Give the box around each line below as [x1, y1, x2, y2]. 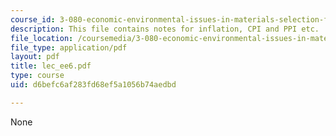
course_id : [10, 14, 56, 25]
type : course [10, 71, 65, 81]
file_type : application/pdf [10, 42, 128, 53]
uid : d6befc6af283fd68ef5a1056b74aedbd [10, 80, 177, 90]
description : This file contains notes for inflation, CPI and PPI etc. [10, 24, 320, 34]
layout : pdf [10, 52, 60, 62]
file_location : [10, 33, 74, 43]
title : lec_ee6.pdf [10, 61, 92, 71]
